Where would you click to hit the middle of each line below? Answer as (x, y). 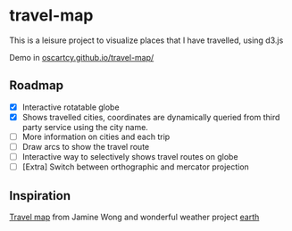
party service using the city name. (85, 127)
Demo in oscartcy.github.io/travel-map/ (82, 57)
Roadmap (37, 86)
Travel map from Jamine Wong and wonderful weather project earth (134, 217)
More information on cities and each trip (96, 136)
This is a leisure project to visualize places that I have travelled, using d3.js (146, 40)
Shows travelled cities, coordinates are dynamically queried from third (151, 117)
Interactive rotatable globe (71, 107)
